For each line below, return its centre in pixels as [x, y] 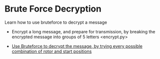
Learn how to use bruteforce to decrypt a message [56, 22]
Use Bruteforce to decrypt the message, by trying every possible [77, 46]
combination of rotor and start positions [52, 51]
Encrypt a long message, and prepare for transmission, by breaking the [83, 31]
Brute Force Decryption [53, 9]
